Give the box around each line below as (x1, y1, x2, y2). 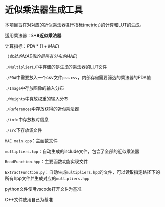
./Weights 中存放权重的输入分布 (5, 95, 68, 102)
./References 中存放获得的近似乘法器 (5, 106, 79, 112)
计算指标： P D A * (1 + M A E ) (5, 43, 60, 49)
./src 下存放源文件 (5, 127, 42, 133)
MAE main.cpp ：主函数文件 (5, 137, 58, 144)
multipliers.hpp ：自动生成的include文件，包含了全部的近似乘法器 (5, 148, 139, 154)
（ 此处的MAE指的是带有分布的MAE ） (5, 53, 80, 59)
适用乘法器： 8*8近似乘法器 (5, 32, 62, 38)
